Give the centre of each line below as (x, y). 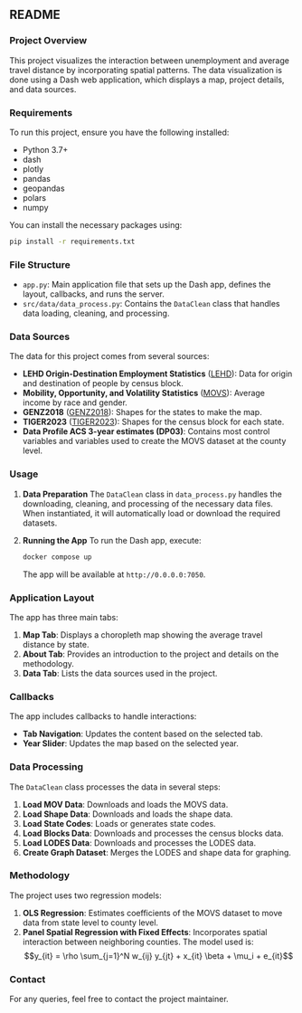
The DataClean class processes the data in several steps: (115, 787)
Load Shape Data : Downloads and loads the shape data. (127, 814)
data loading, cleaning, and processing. (96, 313)
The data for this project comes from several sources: (109, 356)
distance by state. (56, 644)
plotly (33, 169)
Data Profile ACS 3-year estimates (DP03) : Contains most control (146, 431)
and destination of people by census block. (103, 383)
